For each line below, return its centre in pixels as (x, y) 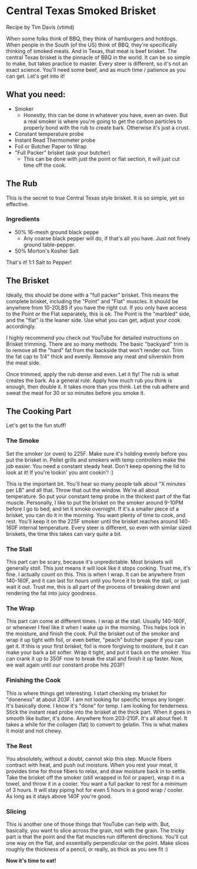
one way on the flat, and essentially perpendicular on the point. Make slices (98, 843)
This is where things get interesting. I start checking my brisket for (86, 693)
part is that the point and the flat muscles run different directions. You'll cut (97, 837)
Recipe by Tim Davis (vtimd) (40, 27)
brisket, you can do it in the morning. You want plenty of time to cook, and (96, 515)
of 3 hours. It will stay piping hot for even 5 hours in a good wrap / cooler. (95, 790)
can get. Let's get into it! (36, 76)
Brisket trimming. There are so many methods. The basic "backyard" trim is (98, 344)
